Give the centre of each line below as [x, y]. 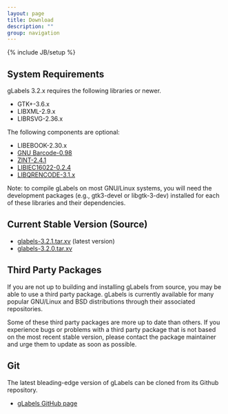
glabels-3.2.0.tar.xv [44, 248]
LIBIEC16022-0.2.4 [44, 168]
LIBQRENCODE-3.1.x [46, 175]
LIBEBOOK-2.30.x [42, 146]
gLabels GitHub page [47, 403]
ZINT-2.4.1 [32, 160]
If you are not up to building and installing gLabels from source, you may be [114, 286]
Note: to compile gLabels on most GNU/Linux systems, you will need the [110, 188]
